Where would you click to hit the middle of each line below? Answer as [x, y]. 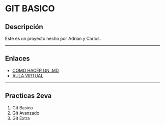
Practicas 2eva [28, 96]
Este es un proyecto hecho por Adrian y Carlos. [53, 38]
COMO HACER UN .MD [35, 70]
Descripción [24, 27]
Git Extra [21, 118]
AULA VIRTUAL [28, 76]
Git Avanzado [26, 113]
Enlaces [18, 59]
